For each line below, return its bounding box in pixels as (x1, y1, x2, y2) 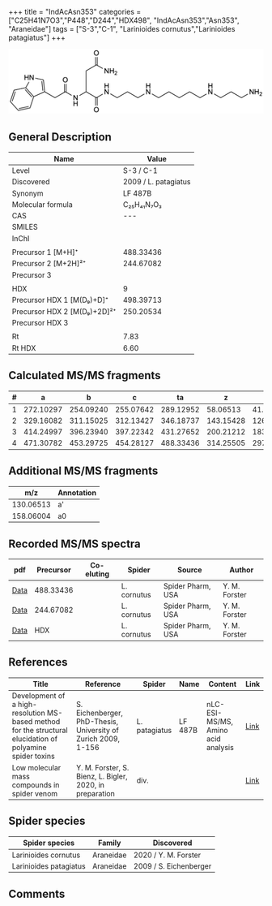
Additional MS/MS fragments (8, 464, 159, 478)
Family (98, 838, 121, 848)
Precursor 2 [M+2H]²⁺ (11, 259, 87, 269)
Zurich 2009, (75, 734, 120, 744)
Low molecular (11, 762, 62, 772)
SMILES (11, 222, 38, 232)
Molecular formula (11, 199, 73, 209)
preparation (75, 788, 116, 798)
